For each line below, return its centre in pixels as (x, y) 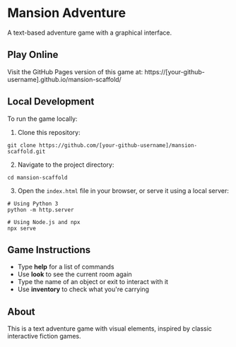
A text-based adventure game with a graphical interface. (90, 33)
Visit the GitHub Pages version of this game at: (75, 71)
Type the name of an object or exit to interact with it (93, 282)
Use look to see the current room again (75, 274)
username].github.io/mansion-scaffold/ (64, 79)
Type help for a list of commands (66, 267)
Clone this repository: (49, 132)
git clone (22, 145)
